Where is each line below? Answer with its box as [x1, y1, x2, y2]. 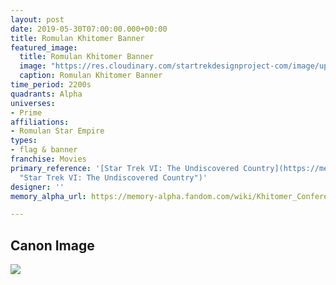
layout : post [10, 14, 65, 25]
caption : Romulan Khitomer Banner [19, 71, 163, 81]
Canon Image [10, 237, 95, 254]
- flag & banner [10, 145, 78, 155]
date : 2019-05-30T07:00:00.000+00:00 [10, 24, 168, 34]
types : [10, 136, 38, 146]
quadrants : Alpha [10, 89, 83, 99]
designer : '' [10, 182, 65, 192]
